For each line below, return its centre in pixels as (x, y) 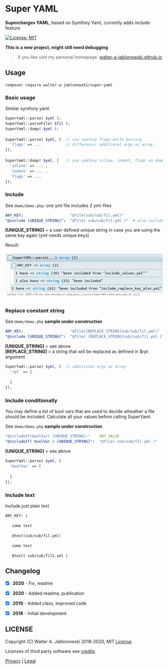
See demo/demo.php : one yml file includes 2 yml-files (58, 205)
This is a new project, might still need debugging (57, 47)
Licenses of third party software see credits (50, 651)
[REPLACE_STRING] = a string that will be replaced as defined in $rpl (77, 351)
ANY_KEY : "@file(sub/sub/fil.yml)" (64, 215)
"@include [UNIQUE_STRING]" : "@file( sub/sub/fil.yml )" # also (76, 220)
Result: (12, 245)
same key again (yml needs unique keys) (47, 236)
